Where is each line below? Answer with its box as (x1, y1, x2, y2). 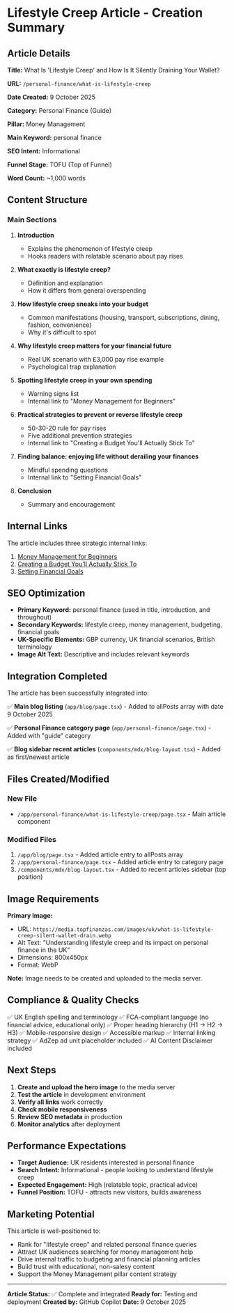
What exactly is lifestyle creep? (17, 265, 111, 273)
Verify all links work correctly (17, 1098, 103, 1106)
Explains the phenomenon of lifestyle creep (27, 244, 153, 252)
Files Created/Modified (7, 773, 110, 785)
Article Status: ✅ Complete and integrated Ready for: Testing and (7, 1290, 198, 1298)
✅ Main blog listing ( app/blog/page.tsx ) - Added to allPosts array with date (7, 702, 224, 711)
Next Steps (7, 1064, 56, 1076)
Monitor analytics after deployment (17, 1120, 120, 1128)
